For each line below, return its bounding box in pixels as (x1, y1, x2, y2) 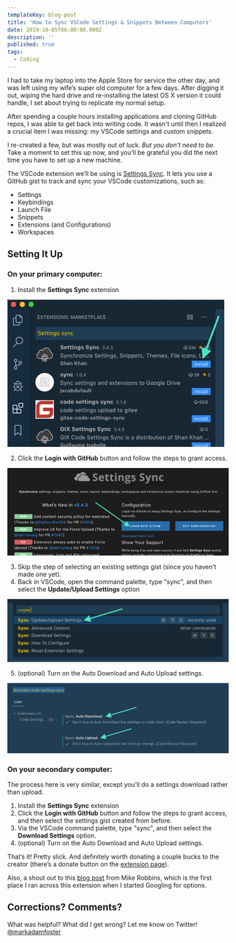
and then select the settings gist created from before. (17, 816, 172, 825)
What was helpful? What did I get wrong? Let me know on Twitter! (7, 920, 198, 928)
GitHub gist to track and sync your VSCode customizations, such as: (7, 177, 206, 185)
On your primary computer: (7, 270, 103, 279)
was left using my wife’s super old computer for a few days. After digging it (7, 83, 224, 91)
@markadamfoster (7, 928, 61, 936)
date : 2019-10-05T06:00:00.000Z (7, 26, 102, 33)
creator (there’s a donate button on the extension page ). (7, 859, 169, 868)
